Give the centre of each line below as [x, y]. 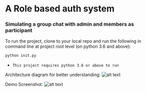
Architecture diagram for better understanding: [53, 75]
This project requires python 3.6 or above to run [66, 66]
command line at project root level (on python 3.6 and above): [68, 46]
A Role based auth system [60, 9]
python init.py [21, 56]
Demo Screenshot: [24, 85]
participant [19, 30]
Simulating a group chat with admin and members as [70, 24]
